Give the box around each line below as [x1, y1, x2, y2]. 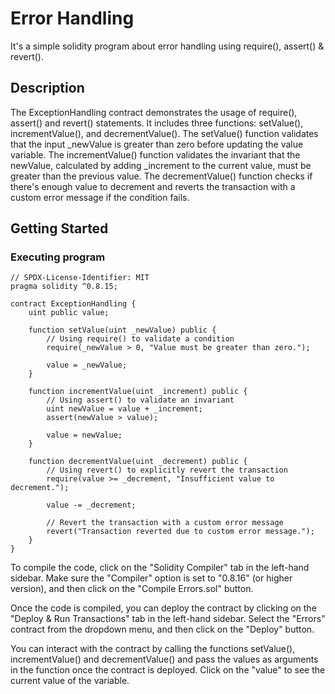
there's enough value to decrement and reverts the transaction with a [10, 180, 296, 192]
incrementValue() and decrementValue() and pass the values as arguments [10, 653, 319, 666]
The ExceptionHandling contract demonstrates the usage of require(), [10, 106, 298, 118]
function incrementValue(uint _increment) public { [28, 387, 248, 397]
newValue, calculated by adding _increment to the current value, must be [10, 159, 312, 171]
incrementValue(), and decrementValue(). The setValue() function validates [10, 127, 319, 139]
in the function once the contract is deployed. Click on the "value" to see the [10, 664, 326, 676]
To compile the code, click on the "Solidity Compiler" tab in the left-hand [10, 562, 310, 574]
